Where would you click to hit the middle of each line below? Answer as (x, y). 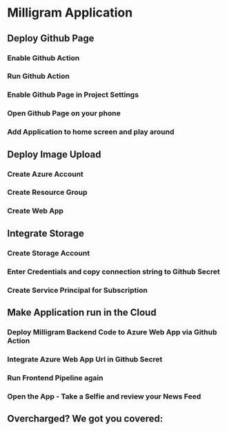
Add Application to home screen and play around (91, 132)
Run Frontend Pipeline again (55, 378)
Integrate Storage (46, 233)
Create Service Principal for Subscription (78, 290)
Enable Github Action (43, 58)
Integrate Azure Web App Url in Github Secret (85, 359)
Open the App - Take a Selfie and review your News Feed (104, 396)
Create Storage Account (49, 253)
